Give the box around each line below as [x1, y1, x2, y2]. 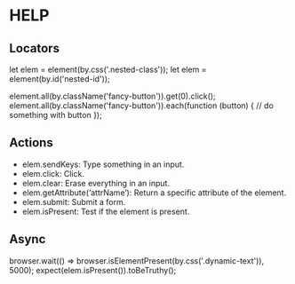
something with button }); [9, 110, 102, 120]
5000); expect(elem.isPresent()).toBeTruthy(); [9, 264, 177, 275]
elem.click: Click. [21, 168, 84, 178]
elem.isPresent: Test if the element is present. [21, 206, 190, 217]
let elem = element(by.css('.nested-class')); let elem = [9, 64, 207, 75]
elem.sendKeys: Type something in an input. [21, 159, 185, 170]
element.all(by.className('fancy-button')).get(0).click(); [9, 91, 216, 101]
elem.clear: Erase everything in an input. [21, 177, 171, 188]
